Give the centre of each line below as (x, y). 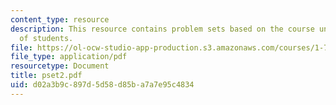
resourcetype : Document (60, 66)
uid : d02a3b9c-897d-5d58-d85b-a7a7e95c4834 (102, 85)
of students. (46, 38)
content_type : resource (60, 19)
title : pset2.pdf (46, 76)
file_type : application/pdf (69, 57)
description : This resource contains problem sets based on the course (162, 29)
